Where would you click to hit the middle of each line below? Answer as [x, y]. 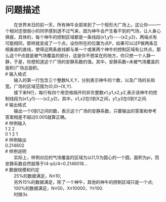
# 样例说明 [16, 151]
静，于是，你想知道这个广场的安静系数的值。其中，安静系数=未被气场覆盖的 [82, 62]
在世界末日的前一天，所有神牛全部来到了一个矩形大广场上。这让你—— [85, 25]
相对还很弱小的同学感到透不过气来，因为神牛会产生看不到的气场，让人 [81, 31]
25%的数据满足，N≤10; [38, 176]
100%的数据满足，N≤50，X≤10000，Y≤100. [59, 188]
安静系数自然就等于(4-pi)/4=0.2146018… [46, 164]
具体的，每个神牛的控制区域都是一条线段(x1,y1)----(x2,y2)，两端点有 [87, 37]
